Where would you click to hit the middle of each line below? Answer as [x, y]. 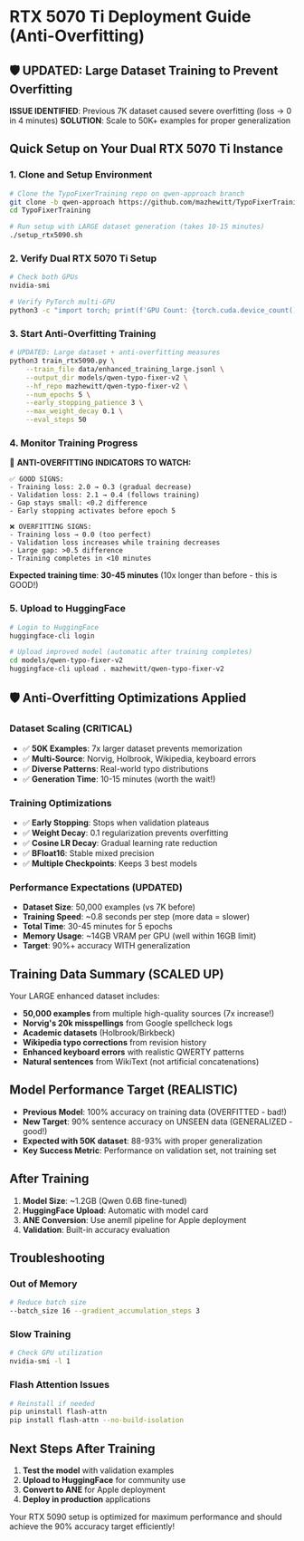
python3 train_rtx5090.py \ [62, 361]
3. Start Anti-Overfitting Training [83, 333]
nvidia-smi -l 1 [40, 1362]
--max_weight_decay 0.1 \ [75, 411]
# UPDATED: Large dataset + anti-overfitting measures [115, 352]
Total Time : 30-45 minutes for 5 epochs [98, 927]
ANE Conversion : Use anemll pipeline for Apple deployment [134, 1219]
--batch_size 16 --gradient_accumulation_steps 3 [105, 1311]
